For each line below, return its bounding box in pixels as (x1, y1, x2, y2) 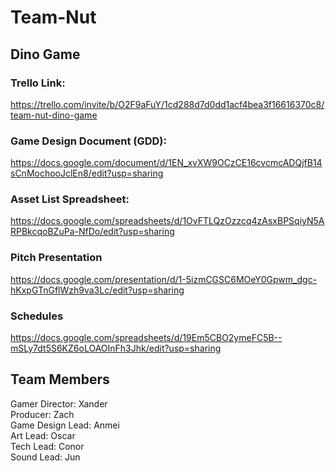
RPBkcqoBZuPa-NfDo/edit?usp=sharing (10, 226, 175, 238)
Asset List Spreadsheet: (10, 192, 130, 206)
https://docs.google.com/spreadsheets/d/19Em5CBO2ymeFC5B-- (10, 332, 283, 344)
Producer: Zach (10, 408, 75, 420)
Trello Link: (10, 76, 66, 90)
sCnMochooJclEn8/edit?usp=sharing (10, 167, 164, 180)
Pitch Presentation (10, 251, 103, 265)
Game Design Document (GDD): (10, 134, 167, 148)
